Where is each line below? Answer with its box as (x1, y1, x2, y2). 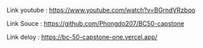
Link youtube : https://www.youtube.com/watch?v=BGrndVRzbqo (6, 6, 196, 14)
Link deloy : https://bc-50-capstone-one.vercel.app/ (6, 33, 158, 41)
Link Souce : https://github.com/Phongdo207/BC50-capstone (6, 19, 185, 27)
